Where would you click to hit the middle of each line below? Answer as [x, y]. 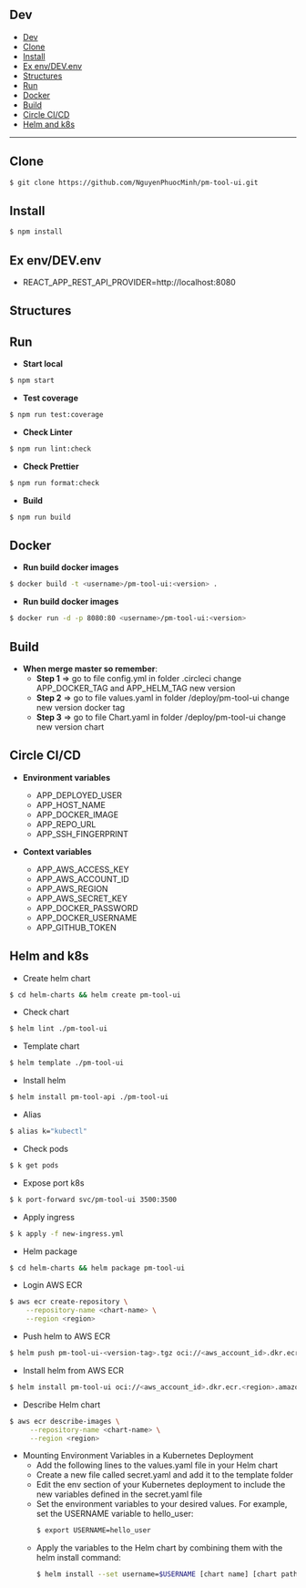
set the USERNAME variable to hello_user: [115, 1514]
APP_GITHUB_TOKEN [76, 927]
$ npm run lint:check [51, 449]
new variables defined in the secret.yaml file [119, 1494]
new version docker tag [81, 707]
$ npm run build [40, 517]
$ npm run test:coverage [56, 415]
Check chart [46, 1012]
